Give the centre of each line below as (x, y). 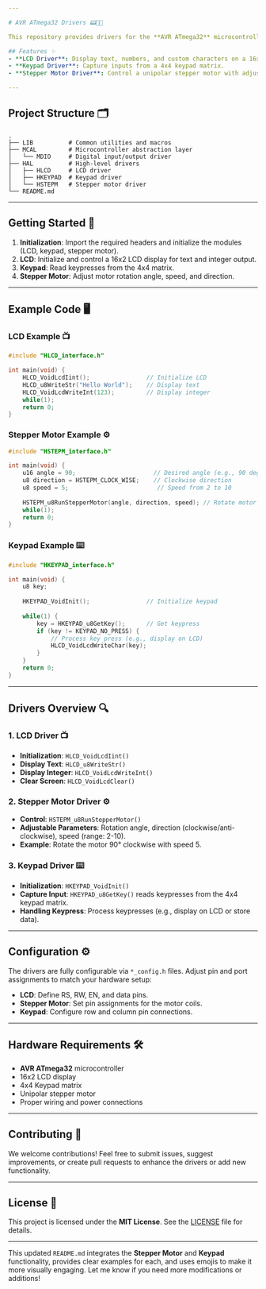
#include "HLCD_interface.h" (56, 356)
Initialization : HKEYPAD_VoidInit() (74, 886)
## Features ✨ (32, 51)
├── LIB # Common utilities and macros (90, 143)
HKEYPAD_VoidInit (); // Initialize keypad (120, 602)
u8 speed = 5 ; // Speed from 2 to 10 (127, 488)
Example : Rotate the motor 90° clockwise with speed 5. (110, 844)
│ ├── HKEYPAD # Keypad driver (65, 177)
